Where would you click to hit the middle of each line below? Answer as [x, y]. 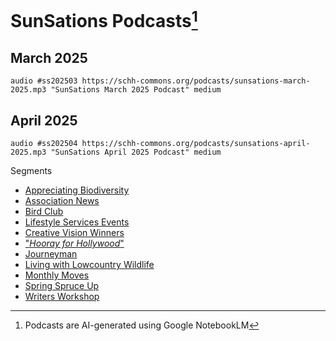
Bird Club [44, 212]
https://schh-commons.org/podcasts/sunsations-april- [196, 144]
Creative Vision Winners [74, 233]
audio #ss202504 [44, 144]
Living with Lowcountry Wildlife [89, 265]
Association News [62, 201]
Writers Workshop [62, 297]
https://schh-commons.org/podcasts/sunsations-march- [196, 81]
